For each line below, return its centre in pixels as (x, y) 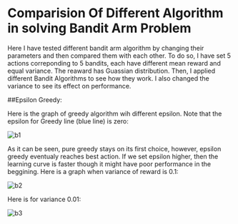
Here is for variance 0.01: (44, 199)
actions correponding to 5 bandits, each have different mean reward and (114, 63)
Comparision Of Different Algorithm (115, 13)
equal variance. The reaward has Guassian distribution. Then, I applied (111, 71)
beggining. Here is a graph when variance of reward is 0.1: (93, 171)
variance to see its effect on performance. (69, 86)
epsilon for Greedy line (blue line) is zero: (68, 121)
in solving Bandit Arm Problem (99, 28)
